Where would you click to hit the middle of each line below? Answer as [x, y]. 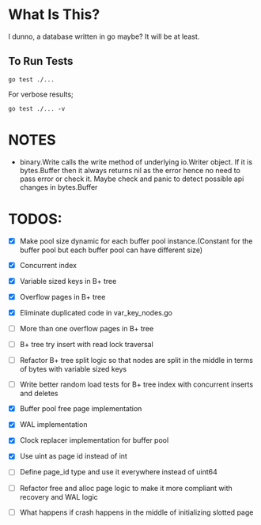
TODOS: [35, 219]
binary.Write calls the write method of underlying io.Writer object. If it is [136, 162]
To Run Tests [41, 61]
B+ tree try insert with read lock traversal [87, 344]
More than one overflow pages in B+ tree [87, 328]
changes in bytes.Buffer [59, 187]
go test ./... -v [37, 108]
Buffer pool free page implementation [81, 409]
